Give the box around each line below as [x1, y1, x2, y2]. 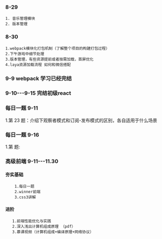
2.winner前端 [14, 190, 41, 195]
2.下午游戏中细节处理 [5, 51, 44, 57]
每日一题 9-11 [5, 104, 38, 112]
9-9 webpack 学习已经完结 [5, 75, 72, 82]
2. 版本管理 [5, 21, 28, 26]
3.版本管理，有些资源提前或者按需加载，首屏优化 [5, 57, 94, 62]
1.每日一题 [14, 184, 35, 189]
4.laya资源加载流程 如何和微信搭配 [5, 62, 71, 67]
